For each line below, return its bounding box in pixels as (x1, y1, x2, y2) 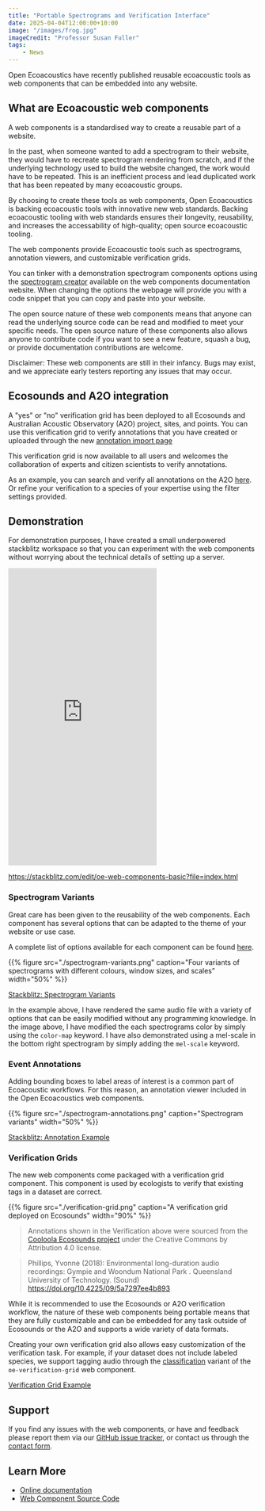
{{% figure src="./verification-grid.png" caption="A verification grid (8, 1203, 228, 1212)
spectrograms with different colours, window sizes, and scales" (8, 966, 216, 975)
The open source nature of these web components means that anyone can (8, 308, 252, 318)
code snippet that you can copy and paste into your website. (8, 293, 206, 303)
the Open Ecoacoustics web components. (8, 1093, 145, 1103)
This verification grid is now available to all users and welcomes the (8, 451, 229, 461)
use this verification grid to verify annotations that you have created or (8, 427, 238, 437)
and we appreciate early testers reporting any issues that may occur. (8, 366, 233, 376)
